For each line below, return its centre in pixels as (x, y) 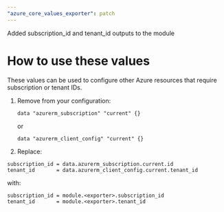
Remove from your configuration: (64, 100)
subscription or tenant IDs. (45, 87)
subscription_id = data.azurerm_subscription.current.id (90, 164)
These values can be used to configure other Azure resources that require (112, 80)
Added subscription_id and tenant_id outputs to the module (91, 33)
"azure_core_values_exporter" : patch (61, 13)
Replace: (30, 151)
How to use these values (78, 61)
